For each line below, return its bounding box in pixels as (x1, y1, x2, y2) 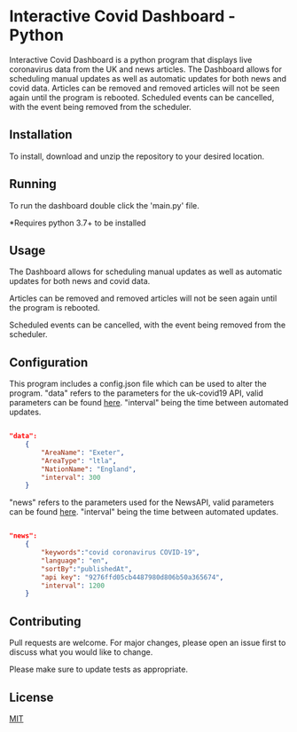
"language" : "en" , (41, 556, 109, 565)
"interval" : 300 (41, 473, 101, 482)
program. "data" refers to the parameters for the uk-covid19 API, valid (9, 388, 264, 398)
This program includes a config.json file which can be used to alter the (9, 379, 268, 390)
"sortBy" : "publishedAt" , (41, 564, 133, 573)
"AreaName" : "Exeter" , (41, 448, 125, 457)
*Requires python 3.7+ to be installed (9, 217, 146, 228)
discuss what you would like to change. (9, 647, 153, 657)
